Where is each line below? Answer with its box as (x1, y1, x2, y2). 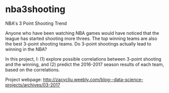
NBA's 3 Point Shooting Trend (5, 20, 67, 26)
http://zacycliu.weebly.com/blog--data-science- (42, 76, 144, 82)
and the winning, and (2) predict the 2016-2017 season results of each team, (5, 61, 164, 67)
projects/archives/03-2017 (5, 82, 61, 88)
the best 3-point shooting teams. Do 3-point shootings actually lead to (5, 40, 151, 46)
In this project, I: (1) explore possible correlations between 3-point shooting (5, 56, 161, 62)
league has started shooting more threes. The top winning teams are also (5, 35, 157, 41)
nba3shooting (5, 4, 66, 15)
